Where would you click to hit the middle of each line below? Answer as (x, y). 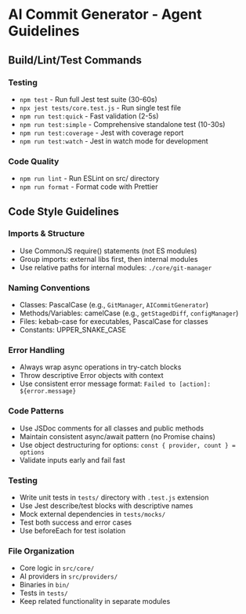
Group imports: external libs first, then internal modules (109, 259)
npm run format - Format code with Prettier (89, 187)
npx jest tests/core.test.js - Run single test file (100, 107)
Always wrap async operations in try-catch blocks (100, 367)
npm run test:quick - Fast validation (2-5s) (89, 116)
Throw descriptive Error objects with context (91, 376)
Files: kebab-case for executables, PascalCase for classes (114, 322)
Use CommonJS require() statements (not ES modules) (108, 251)
